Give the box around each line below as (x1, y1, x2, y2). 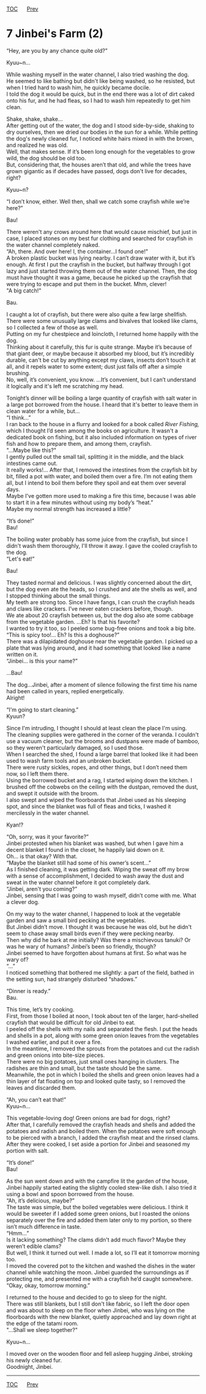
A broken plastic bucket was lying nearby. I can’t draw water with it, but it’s (6, 254, 196, 262)
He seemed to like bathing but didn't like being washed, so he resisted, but (6, 77, 195, 85)
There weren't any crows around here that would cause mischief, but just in (6, 228, 197, 235)
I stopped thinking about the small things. (6, 592, 111, 599)
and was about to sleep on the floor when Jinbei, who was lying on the (6, 1306, 185, 1314)
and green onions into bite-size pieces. (6, 1051, 105, 1059)
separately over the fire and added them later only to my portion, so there (6, 1216, 192, 1224)
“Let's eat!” (6, 555, 35, 563)
